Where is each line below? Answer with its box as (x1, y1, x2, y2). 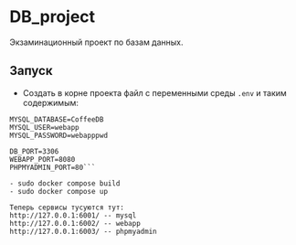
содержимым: (22, 97, 79, 108)
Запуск (9, 63, 53, 79)
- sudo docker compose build (9, 178, 121, 188)
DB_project (9, 6, 96, 27)
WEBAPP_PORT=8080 (9, 154, 76, 164)
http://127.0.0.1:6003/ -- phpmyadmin (9, 227, 157, 236)
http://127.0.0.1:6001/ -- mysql (9, 210, 137, 220)
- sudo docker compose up (9, 186, 108, 196)
